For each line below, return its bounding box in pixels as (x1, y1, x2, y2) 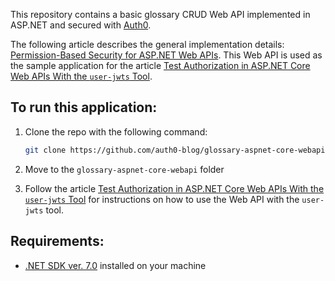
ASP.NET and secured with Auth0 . (10, 19, 152, 31)
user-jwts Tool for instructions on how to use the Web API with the (24, 193, 300, 205)
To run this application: (10, 99, 158, 116)
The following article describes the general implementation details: (10, 39, 285, 50)
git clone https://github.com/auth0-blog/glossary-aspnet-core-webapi (24, 145, 326, 155)
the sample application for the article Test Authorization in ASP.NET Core (10, 60, 311, 71)
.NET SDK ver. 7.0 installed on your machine (24, 259, 207, 271)
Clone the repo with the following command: (24, 125, 208, 138)
